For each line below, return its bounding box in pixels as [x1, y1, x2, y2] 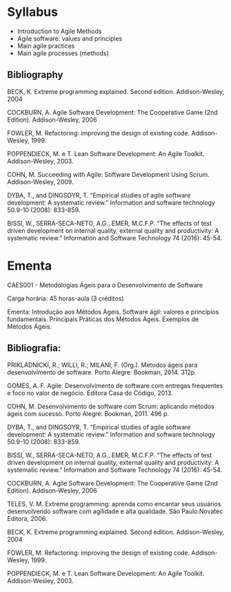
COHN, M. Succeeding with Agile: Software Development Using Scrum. [7, 170, 210, 178]
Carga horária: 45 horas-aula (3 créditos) [7, 294, 124, 303]
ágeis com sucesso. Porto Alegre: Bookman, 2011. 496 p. [7, 409, 170, 418]
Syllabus [7, 4, 59, 20]
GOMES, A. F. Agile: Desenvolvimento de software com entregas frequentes [7, 381, 223, 390]
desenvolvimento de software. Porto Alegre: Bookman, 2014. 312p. [7, 367, 197, 376]
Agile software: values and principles [17, 34, 123, 42]
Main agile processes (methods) [17, 49, 109, 57]
